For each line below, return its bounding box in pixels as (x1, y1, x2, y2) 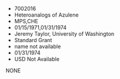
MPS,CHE (14, 18, 38, 24)
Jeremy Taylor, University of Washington (14, 30, 115, 37)
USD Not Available (14, 56, 60, 62)
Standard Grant (14, 37, 52, 43)
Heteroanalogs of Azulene (14, 11, 79, 18)
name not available (14, 43, 61, 50)
